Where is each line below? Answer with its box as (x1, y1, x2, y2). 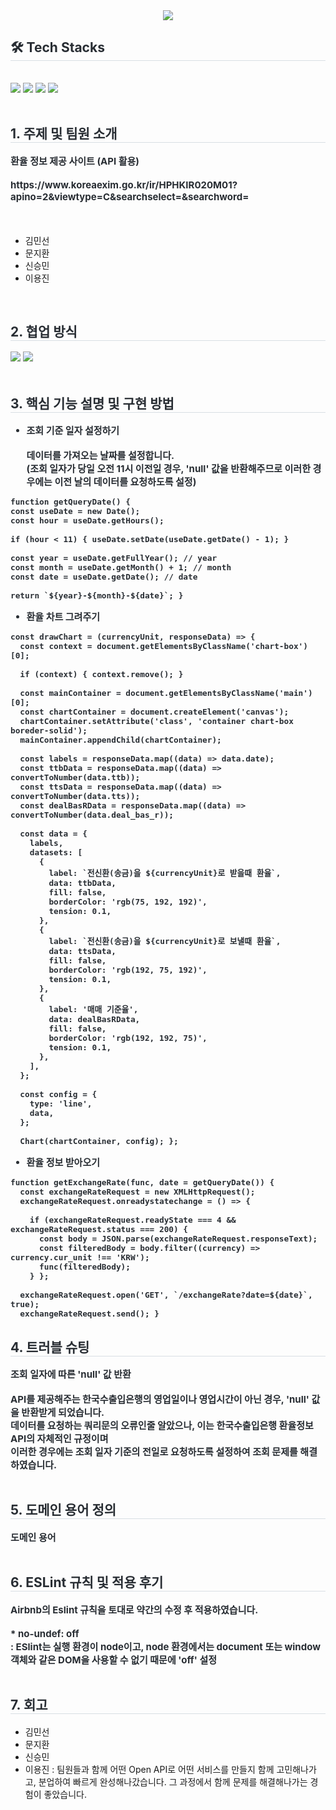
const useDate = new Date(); (10, 506, 141, 517)
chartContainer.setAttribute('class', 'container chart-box (19, 716, 294, 727)
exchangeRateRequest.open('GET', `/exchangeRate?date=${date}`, (19, 1290, 313, 1301)
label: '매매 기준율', (48, 1004, 139, 1015)
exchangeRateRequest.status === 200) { (10, 1224, 189, 1235)
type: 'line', (29, 1099, 93, 1109)
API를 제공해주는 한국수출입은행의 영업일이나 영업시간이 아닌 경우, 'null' (10, 1393, 310, 1406)
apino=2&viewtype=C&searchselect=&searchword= (10, 190, 250, 203)
